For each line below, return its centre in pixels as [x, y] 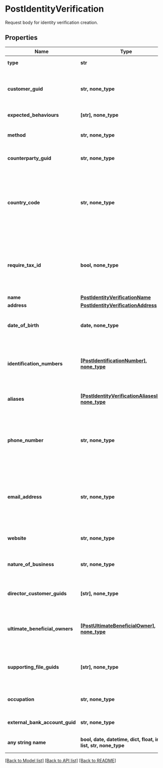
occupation [21, 699]
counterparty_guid [30, 158]
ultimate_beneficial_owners [40, 628]
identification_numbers [35, 363]
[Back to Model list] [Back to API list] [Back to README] [61, 760]
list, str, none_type [102, 745]
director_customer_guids [37, 593]
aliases [16, 399]
